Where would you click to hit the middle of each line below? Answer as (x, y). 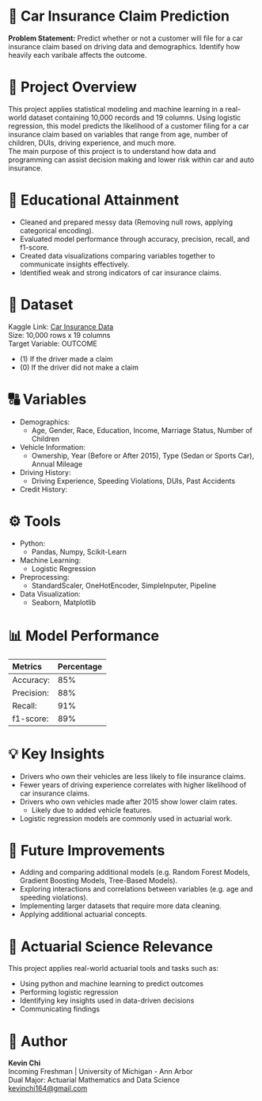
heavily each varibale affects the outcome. (78, 55)
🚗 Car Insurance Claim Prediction (119, 16)
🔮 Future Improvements (87, 850)
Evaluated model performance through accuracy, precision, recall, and (135, 239)
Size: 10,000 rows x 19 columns (59, 335)
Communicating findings (60, 1009)
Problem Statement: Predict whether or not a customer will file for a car (126, 38)
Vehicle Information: (52, 447)
